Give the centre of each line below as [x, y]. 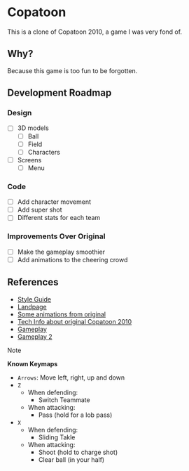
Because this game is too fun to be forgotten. [72, 70]
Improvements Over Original [56, 236]
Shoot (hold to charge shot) [78, 452]
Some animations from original [62, 314]
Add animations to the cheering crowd [72, 259]
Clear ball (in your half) [71, 459]
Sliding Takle [57, 437]
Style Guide [34, 299]
